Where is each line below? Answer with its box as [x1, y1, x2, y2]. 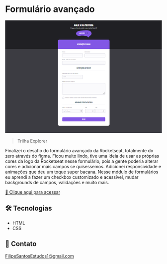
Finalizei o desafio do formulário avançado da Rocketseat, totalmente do [5, 147, 154, 153]
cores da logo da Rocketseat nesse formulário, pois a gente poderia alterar [5, 158, 159, 164]
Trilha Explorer [17, 138, 48, 144]
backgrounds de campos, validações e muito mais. [5, 179, 109, 185]
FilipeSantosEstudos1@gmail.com [5, 253, 74, 259]
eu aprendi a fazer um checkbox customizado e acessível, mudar [5, 174, 139, 180]
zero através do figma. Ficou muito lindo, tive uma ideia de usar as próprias [5, 153, 160, 159]
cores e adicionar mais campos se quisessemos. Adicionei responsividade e [5, 163, 162, 169]
